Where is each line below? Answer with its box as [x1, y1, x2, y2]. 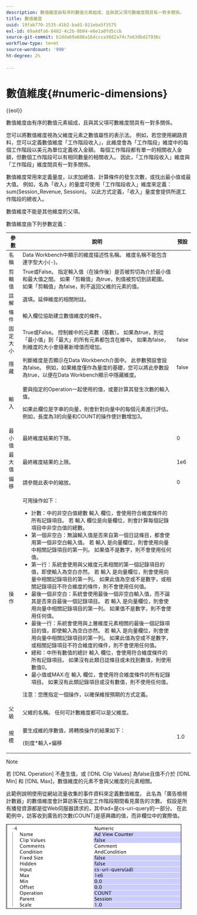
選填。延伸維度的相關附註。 [22, 296, 90, 303]
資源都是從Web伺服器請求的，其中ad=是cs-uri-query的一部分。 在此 [21, 805, 188, 812]
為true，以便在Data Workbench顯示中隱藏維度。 [22, 371, 140, 378]
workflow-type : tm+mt [6, 41, 59, 46]
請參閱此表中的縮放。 [22, 479, 74, 486]
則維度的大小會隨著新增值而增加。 [22, 344, 105, 351]
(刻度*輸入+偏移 [22, 739, 63, 746]
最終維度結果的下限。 [22, 435, 74, 442]
